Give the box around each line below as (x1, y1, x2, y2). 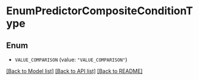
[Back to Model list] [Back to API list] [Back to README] (6, 68, 143, 75)
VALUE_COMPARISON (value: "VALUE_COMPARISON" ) (14, 56, 128, 63)
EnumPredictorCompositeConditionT (6, 4, 194, 18)
